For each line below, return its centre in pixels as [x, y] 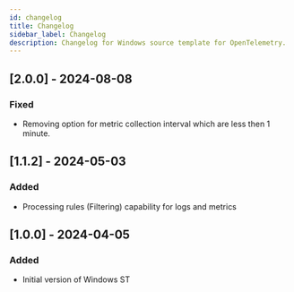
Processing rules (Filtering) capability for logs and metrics [130, 206]
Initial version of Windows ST [76, 279]
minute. [36, 133]
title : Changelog [42, 26]
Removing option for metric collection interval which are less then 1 [146, 124]
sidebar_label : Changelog [57, 34]
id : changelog [36, 17]
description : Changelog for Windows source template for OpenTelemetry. [148, 43]
